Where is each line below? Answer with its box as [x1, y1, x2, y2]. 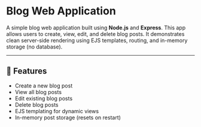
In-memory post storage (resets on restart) [14, 114, 121, 121]
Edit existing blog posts [14, 95, 73, 102]
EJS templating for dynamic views [14, 107, 99, 114]
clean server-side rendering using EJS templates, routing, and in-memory [6, 37, 188, 44]
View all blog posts [14, 88, 62, 95]
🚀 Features [6, 66, 47, 76]
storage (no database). [6, 43, 63, 50]
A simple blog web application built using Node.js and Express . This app [6, 24, 186, 31]
